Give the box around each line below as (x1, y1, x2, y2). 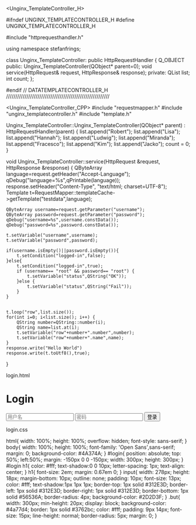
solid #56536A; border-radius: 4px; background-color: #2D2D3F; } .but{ (6, 493, 180, 500)
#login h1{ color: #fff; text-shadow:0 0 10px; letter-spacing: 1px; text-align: (6, 462, 185, 469)
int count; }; (6, 76, 35, 82)
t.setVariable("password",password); (6, 237, 98, 243)
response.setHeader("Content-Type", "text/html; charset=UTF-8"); (6, 183, 167, 190)
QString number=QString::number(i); (16, 319, 106, 325)
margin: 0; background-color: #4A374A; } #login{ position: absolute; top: (6, 449, 181, 456)
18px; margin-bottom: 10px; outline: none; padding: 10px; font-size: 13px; (6, 475, 181, 482)
